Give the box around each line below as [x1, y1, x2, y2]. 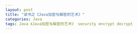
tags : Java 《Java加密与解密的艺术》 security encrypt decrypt [5, 21, 133, 26]
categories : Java [5, 16, 42, 21]
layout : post [5, 7, 33, 12]
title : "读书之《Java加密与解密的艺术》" [5, 12, 85, 17]
